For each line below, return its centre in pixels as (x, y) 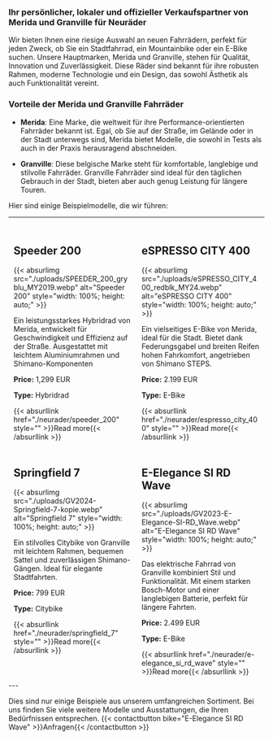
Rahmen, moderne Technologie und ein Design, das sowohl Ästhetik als (128, 75)
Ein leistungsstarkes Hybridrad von (72, 320)
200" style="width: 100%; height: (69, 296)
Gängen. (28, 568)
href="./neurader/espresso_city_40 (200, 420)
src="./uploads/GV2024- (55, 501)
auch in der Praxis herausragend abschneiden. (98, 148)
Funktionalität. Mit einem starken (196, 581)
